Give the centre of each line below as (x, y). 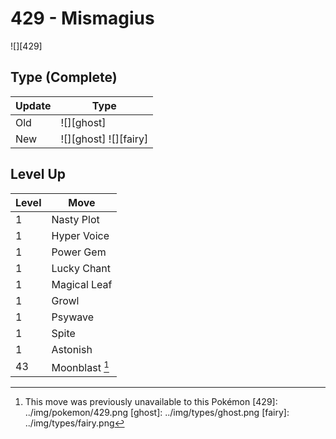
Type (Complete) (64, 77)
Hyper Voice (80, 235)
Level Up (38, 174)
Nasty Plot (75, 219)
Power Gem (79, 252)
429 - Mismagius (82, 18)
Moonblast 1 (80, 366)
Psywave (72, 317)
